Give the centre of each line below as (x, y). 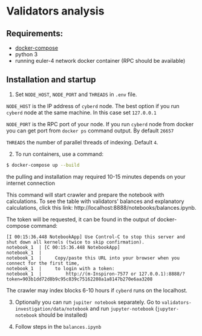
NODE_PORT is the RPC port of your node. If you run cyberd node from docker (100, 124)
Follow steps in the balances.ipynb (58, 326)
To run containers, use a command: (59, 154)
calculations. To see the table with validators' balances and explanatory (95, 201)
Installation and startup (51, 80)
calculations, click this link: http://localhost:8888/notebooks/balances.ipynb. (101, 207)
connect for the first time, (43, 263)
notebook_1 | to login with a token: (60, 268)
